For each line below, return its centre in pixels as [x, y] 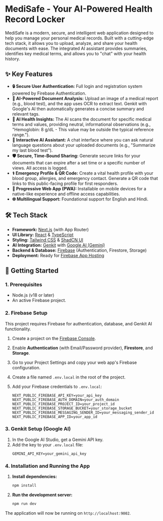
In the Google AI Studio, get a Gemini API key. [58, 440]
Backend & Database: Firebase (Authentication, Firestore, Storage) [79, 250]
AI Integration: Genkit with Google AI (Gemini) [58, 245]
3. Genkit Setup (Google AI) [38, 429]
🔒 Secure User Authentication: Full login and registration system [77, 86]
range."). [21, 135]
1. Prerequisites [24, 284]
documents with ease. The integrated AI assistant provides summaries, [76, 48]
